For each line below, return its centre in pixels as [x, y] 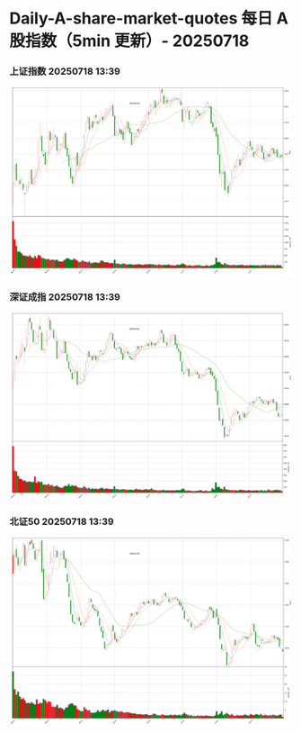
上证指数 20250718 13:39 [65, 71]
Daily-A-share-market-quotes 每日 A [149, 18]
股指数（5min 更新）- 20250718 [129, 41]
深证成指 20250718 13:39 [65, 296]
